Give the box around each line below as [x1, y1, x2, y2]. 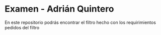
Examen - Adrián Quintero [4, 3, 114, 15]
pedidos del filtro [4, 24, 40, 30]
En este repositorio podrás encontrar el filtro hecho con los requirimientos [4, 19, 156, 25]
